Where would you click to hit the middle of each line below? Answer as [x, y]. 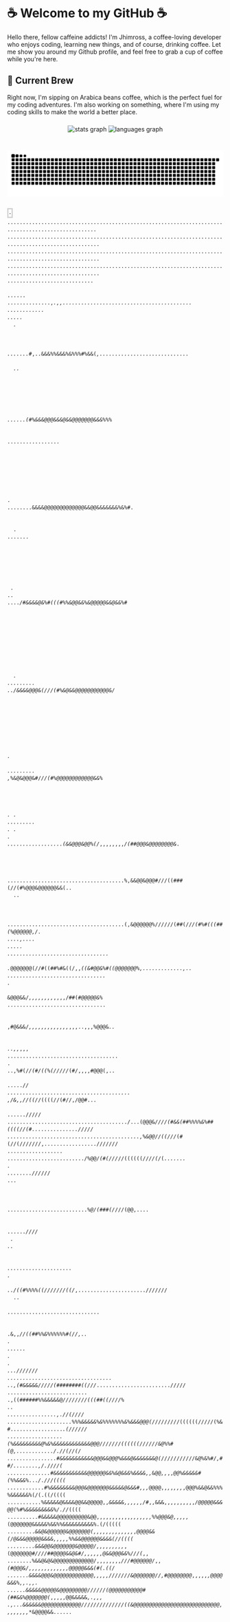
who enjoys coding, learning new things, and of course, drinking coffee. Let [114, 44]
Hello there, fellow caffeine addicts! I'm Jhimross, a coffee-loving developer [114, 37]
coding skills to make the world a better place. [72, 112]
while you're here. [33, 59]
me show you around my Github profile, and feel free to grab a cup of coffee [115, 52]
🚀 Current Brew [41, 81]
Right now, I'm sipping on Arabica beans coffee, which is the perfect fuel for [115, 97]
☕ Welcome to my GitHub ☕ [87, 13]
